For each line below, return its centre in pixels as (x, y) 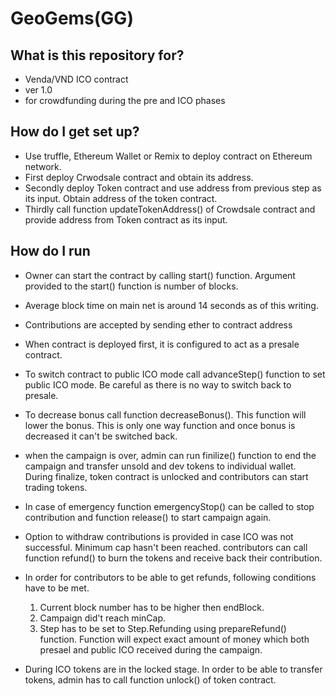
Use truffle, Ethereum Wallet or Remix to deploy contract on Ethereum (168, 156)
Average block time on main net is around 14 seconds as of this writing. (171, 305)
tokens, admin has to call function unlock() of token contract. (150, 679)
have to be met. (57, 588)
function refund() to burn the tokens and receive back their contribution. (173, 558)
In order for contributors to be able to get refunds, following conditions (170, 577)
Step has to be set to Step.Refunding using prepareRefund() (163, 628)
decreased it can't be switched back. (101, 436)
